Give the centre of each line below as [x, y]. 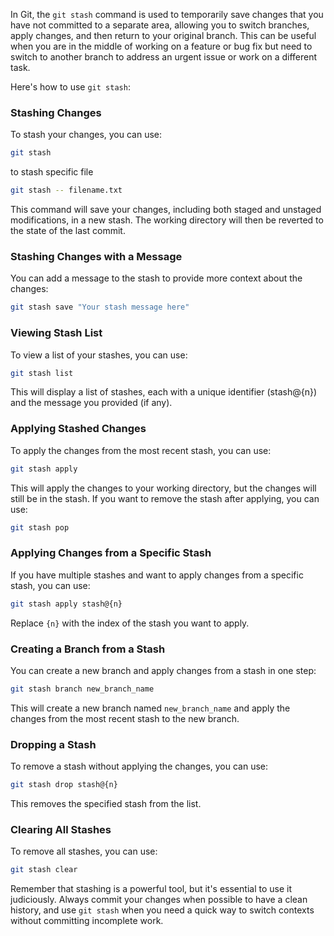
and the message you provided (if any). [91, 403]
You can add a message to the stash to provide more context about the [156, 278]
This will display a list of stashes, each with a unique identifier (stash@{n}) [163, 392]
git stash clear [44, 870]
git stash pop [40, 527]
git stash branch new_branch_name [82, 689]
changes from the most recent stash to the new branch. [125, 718]
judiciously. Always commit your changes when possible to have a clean [159, 900]
